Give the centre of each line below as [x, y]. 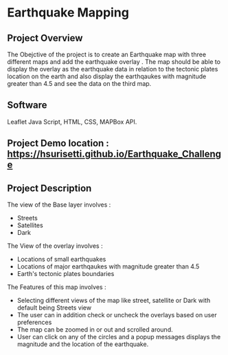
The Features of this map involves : [57, 287]
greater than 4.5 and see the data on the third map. [79, 83]
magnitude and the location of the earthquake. [83, 344]
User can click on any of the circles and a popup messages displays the [119, 337]
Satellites [30, 225]
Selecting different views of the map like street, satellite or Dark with [114, 301]
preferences [34, 322]
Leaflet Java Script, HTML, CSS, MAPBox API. [72, 122]
